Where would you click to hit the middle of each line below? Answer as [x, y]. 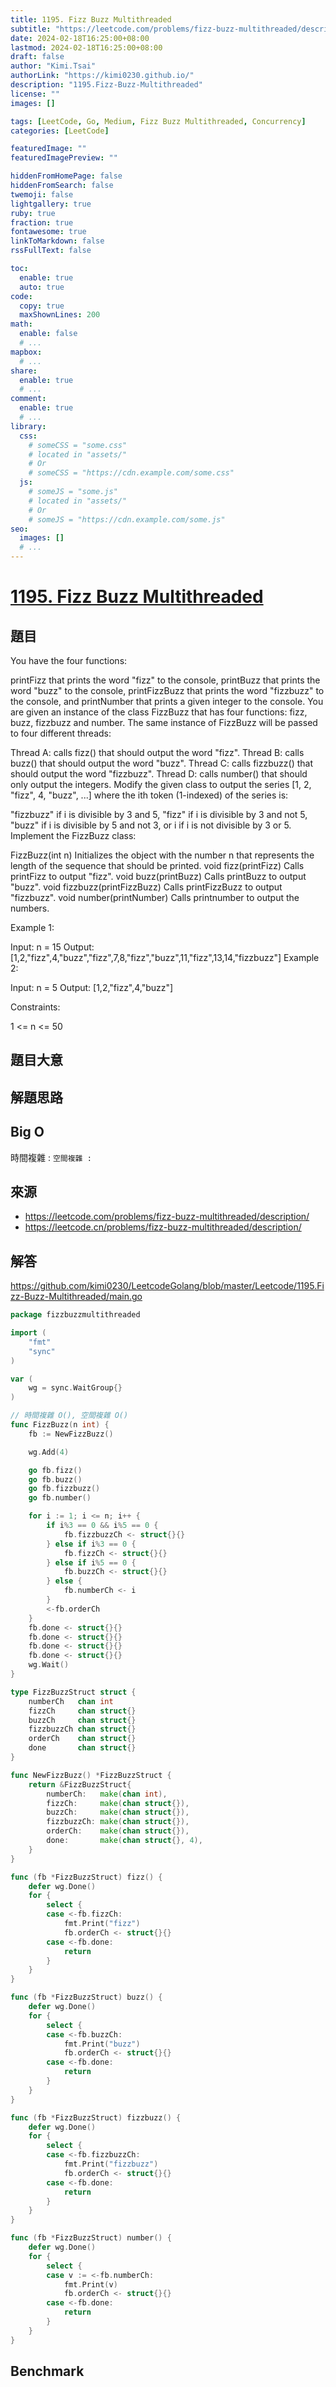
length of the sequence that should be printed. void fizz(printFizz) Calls [157, 865]
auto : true [42, 287]
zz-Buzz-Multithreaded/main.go [76, 1297]
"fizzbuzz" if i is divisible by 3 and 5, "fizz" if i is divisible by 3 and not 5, [159, 814]
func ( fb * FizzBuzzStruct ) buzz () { [86, 1997]
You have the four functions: [69, 660]
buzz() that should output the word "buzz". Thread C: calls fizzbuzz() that [161, 763]
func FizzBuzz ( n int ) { [60, 1425]
